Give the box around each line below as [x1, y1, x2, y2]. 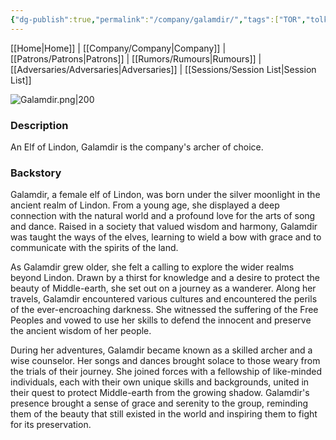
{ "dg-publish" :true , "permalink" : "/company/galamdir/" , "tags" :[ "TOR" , [10, 14, 307, 25]
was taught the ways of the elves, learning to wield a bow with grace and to [10, 231, 322, 243]
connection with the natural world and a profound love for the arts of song [10, 210, 316, 222]
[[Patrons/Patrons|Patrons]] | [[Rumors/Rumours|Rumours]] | [10, 52, 262, 65]
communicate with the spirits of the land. [10, 242, 179, 254]
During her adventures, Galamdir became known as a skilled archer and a [10, 344, 313, 356]
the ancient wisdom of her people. [10, 325, 152, 337]
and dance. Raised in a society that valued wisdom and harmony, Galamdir [10, 221, 318, 233]
